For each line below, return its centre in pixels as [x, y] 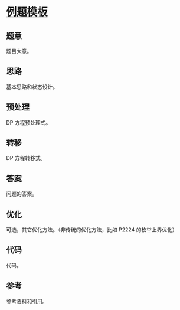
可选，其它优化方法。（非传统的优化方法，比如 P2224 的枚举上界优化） [92, 230]
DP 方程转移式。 [26, 158]
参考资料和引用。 [27, 301]
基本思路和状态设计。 [32, 87]
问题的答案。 [22, 194]
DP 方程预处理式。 [29, 122]
